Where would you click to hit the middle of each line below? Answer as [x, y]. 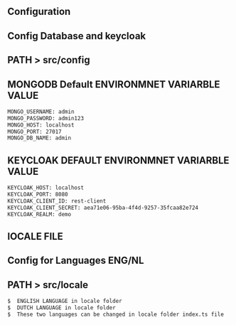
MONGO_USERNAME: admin [41, 112]
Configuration [39, 12]
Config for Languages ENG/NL [76, 261]
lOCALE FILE [35, 236]
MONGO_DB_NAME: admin [39, 138]
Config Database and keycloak [77, 36]
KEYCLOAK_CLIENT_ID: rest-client [57, 201]
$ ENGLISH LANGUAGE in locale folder [65, 302]
